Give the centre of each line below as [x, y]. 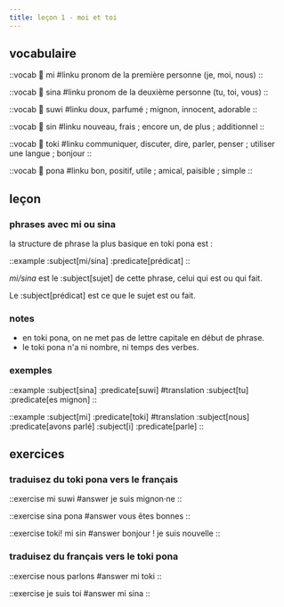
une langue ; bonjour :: [50, 153]
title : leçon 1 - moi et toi [63, 17]
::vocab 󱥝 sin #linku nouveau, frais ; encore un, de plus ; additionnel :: [137, 127]
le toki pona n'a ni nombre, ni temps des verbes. [110, 348]
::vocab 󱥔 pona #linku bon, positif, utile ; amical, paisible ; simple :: [131, 171]
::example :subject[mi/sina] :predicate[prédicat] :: [100, 261]
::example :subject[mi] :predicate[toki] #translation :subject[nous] [130, 416]
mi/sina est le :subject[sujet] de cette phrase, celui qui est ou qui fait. [136, 278]
